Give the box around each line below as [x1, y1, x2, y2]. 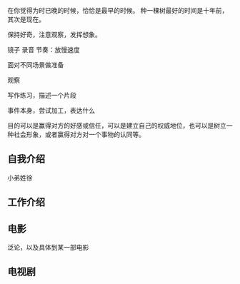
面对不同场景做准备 [7, 61, 64, 69]
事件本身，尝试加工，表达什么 [7, 106, 95, 114]
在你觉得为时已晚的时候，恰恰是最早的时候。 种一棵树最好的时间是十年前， [7, 6, 229, 14]
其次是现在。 [7, 15, 45, 24]
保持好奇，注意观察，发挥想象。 [7, 31, 101, 39]
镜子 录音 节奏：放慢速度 [7, 46, 80, 54]
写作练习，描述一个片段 [7, 91, 76, 99]
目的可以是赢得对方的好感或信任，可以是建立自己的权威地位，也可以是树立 [7, 121, 226, 130]
